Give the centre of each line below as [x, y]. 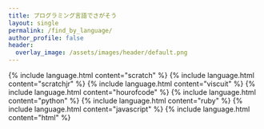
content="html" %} [40, 117]
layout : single [34, 23]
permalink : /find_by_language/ [60, 30]
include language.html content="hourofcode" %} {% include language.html [132, 92]
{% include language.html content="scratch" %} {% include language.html [131, 75]
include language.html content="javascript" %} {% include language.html [129, 109]
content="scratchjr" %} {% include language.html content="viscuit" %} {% [132, 84]
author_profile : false [46, 38]
